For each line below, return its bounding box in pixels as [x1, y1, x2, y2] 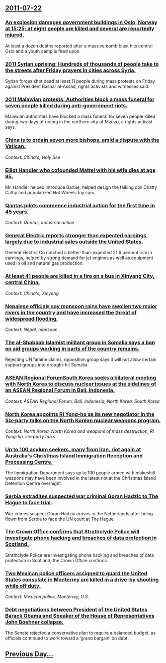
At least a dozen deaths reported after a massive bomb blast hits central [5, 42, 153, 49]
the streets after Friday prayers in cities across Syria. [5, 67, 136, 74]
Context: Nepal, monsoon [5, 327, 58, 332]
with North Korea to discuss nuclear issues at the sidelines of [5, 380, 157, 387]
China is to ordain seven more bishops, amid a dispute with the [5, 137, 160, 144]
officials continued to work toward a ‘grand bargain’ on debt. [5, 635, 129, 641]
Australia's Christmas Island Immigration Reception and [5, 452, 143, 459]
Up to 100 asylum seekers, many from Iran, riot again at [5, 446, 141, 453]
